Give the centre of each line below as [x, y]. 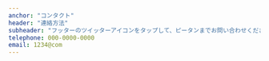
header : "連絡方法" [38, 23]
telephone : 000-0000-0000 [51, 38]
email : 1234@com [35, 45]
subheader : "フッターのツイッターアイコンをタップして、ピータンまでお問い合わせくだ [134, 30]
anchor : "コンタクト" [41, 15]
